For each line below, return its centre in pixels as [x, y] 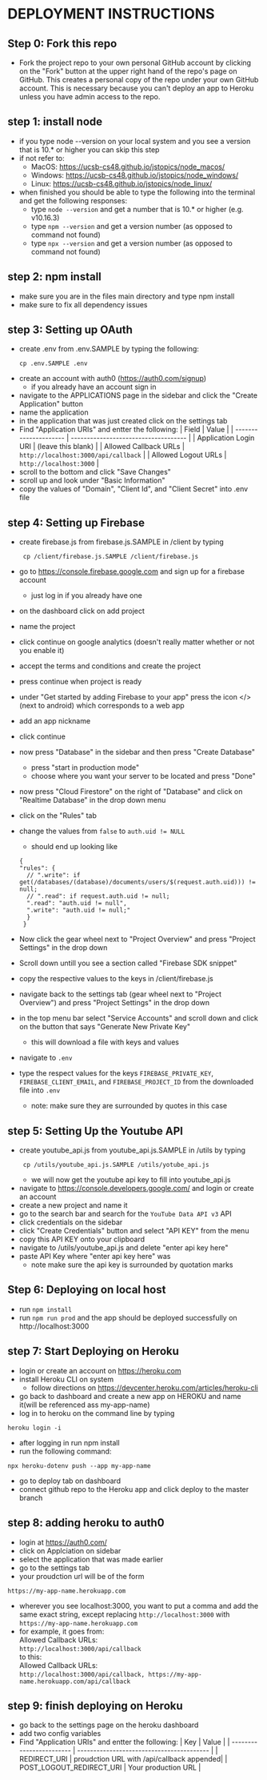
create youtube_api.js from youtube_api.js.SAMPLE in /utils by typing [132, 1150]
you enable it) [42, 651]
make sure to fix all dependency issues [83, 304]
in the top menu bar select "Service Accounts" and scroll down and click [139, 1018]
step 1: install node [55, 122]
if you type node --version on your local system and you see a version [135, 141]
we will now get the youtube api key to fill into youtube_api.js [131, 1180]
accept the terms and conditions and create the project [110, 666]
